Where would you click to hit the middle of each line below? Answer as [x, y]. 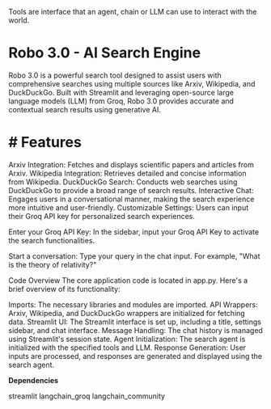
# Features [45, 143]
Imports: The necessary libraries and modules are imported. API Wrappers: [133, 304]
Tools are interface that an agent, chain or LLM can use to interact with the [133, 12]
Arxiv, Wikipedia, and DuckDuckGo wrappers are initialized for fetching [127, 313]
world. [19, 20]
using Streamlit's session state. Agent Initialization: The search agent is [127, 339]
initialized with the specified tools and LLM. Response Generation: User [127, 348]
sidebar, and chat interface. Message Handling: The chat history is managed [135, 330]
